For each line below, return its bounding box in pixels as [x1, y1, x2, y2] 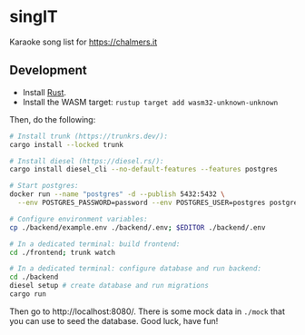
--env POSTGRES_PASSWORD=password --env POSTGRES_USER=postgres [17, 198, 266, 207]
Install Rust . [22, 86, 66, 97]
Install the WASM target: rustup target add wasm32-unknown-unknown [22, 96, 279, 107]
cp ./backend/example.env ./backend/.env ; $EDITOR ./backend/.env [9, 222, 266, 232]
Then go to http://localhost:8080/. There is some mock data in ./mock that [9, 306, 286, 317]
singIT [9, 6, 58, 27]
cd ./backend [9, 272, 59, 282]
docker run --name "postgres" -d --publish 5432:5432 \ [9, 190, 225, 199]
